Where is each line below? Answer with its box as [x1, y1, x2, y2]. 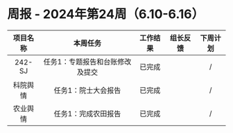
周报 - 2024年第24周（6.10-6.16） [7, 6, 205, 22]
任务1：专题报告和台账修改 [43, 57, 132, 66]
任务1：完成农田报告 [53, 109, 121, 118]
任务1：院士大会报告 [53, 85, 121, 95]
